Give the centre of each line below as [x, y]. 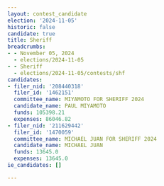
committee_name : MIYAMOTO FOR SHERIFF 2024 [79, 100]
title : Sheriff [30, 40]
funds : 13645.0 [36, 152]
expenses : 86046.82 [43, 119]
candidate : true [31, 34]
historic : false [31, 27]
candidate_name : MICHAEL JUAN [58, 146]
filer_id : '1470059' [44, 132]
